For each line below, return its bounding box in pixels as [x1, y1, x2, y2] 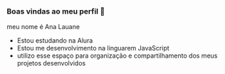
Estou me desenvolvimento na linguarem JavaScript [16, 44, 170, 53]
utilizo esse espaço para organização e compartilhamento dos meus [16, 51, 218, 60]
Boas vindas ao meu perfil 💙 [6, 6, 105, 16]
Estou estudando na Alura [16, 36, 93, 45]
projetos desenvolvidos [16, 59, 86, 68]
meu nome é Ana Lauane [6, 23, 80, 31]
